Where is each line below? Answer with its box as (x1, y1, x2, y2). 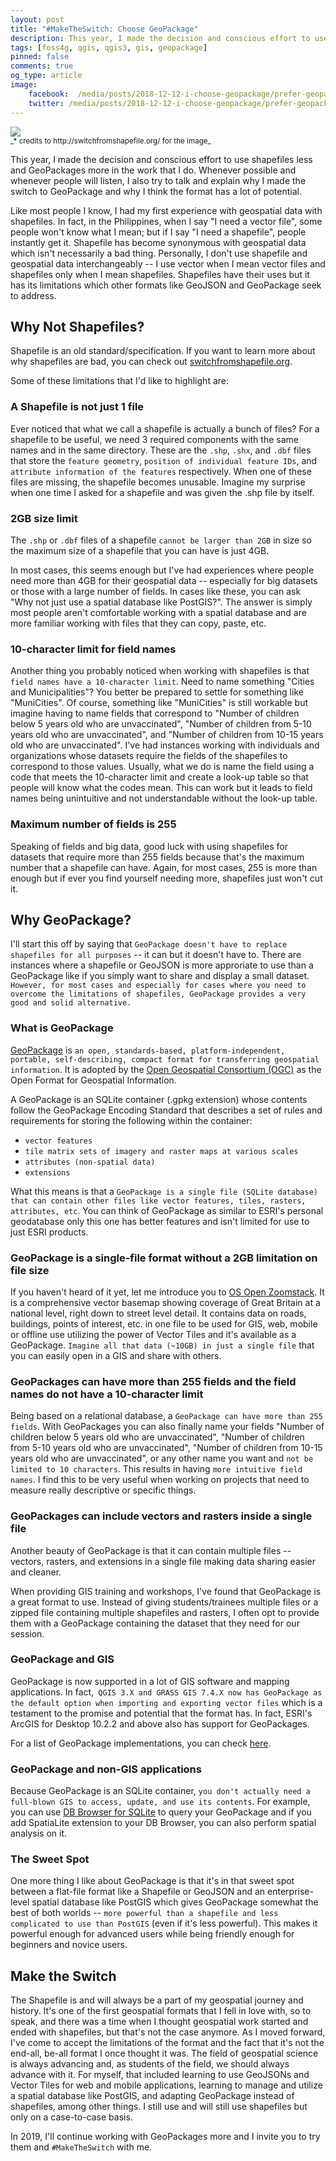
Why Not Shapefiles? (10, 318, 145, 335)
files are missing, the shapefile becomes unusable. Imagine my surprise (10, 476, 306, 488)
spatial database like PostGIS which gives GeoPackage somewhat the (31, 1896, 319, 1908)
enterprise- (267, 1886, 314, 1898)
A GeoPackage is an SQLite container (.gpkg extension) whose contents (10, 1093, 308, 1105)
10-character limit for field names (10, 642, 177, 656)
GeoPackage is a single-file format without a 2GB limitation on (10, 1251, 318, 1265)
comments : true (10, 61, 74, 71)
